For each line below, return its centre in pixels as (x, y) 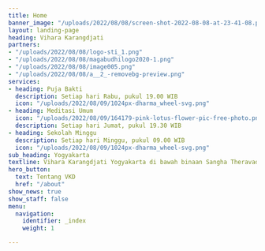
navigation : (35, 214)
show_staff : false (38, 199)
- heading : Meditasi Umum (50, 111)
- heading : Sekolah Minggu (52, 133)
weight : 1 (39, 229)
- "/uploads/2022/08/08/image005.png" (72, 67)
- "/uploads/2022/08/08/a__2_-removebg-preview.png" (97, 74)
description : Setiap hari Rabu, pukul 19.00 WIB (97, 96)
